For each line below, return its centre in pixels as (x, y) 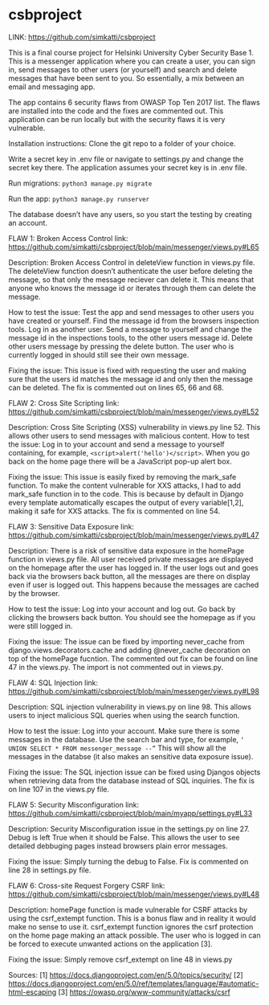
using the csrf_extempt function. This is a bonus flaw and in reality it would (132, 918)
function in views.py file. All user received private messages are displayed (131, 559)
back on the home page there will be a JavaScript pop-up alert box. (120, 461)
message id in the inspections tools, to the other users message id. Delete (130, 337)
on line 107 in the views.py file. (59, 789)
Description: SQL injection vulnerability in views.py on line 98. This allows (130, 707)
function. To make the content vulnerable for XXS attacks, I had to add (124, 485)
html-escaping (33, 992)
